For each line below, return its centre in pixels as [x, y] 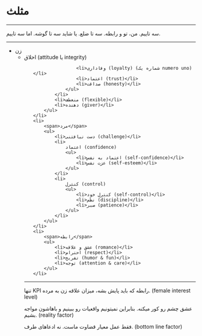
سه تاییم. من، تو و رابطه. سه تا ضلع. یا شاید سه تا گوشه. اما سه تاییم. [83, 33]
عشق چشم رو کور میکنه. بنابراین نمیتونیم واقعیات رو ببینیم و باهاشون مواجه [108, 308]
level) [31, 297]
